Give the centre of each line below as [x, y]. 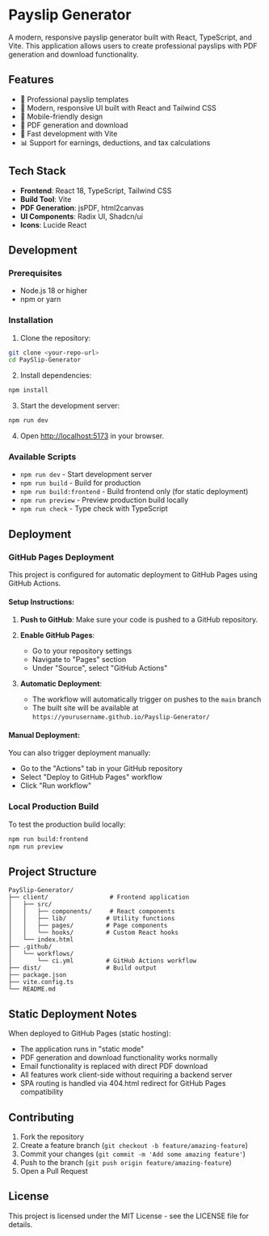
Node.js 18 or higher [54, 291]
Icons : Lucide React [53, 224]
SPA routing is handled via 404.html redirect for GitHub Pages [123, 1083]
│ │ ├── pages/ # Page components [88, 926]
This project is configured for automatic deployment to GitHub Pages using [133, 575]
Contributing [41, 1117]
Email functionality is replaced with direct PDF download [114, 1066]
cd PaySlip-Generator [45, 360]
